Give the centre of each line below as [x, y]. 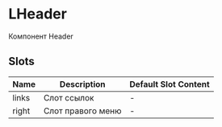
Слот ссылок [69, 97]
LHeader [38, 14]
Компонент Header [41, 36]
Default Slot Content [169, 84]
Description [83, 84]
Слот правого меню [82, 111]
